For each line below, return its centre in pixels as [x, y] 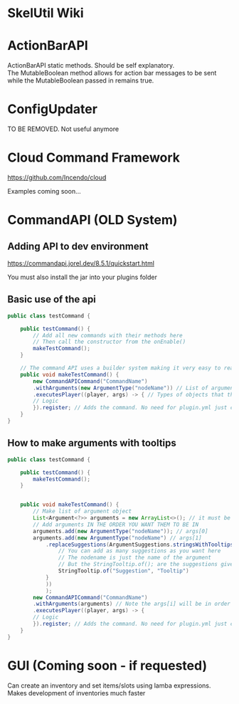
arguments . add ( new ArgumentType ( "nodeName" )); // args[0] [121, 531]
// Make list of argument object [83, 511]
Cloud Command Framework [94, 158]
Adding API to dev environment [78, 246]
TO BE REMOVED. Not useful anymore [63, 129]
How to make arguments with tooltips [92, 443]
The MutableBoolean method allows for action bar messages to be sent [112, 73]
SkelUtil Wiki [46, 13]
